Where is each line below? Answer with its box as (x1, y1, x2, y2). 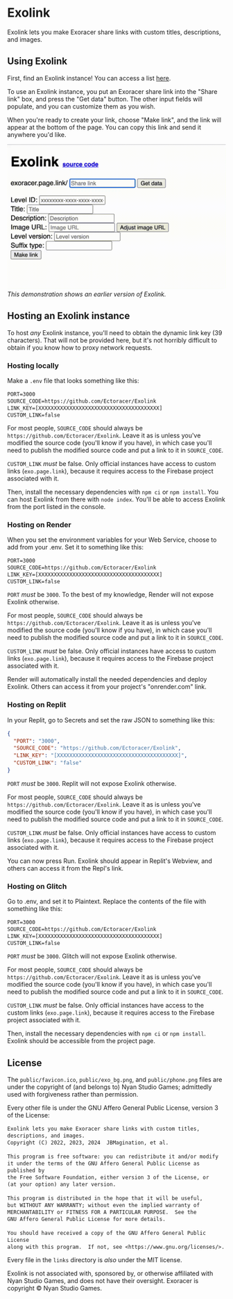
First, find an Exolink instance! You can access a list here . (7, 74, 171, 82)
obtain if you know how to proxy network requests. (7, 343, 153, 352)
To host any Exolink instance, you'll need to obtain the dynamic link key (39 (7, 328, 223, 337)
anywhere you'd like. (7, 130, 67, 138)
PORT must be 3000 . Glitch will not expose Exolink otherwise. (7, 952, 177, 960)
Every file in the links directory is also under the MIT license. (7, 1256, 182, 1264)
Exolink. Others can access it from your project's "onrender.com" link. (7, 683, 207, 691)
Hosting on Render (7, 519, 71, 529)
